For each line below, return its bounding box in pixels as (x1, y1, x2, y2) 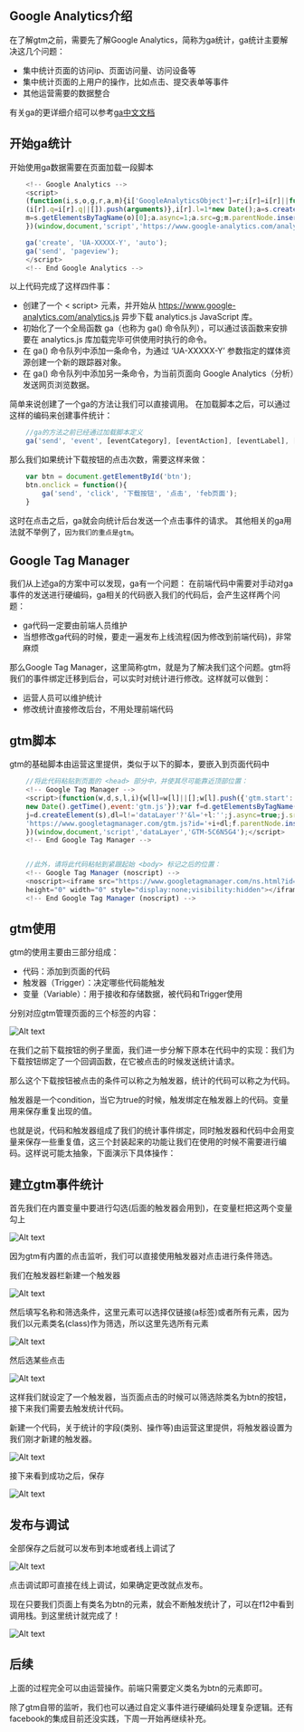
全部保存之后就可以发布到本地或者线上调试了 (9, 1543, 176, 1554)
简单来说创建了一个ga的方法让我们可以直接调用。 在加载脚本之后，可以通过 (9, 399, 291, 409)
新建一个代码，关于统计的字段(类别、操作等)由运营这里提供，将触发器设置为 (9, 1422, 293, 1433)
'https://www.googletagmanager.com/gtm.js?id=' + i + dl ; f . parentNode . (25, 819, 285, 828)
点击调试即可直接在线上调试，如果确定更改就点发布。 (9, 1580, 208, 1591)
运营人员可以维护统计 (22, 692, 102, 704)
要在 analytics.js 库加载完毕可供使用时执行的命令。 (22, 334, 213, 345)
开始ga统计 (9, 136, 72, 151)
